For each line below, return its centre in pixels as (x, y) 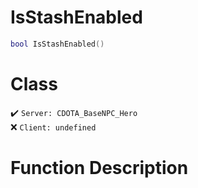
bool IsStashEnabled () (57, 44)
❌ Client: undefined (53, 127)
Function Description (99, 167)
